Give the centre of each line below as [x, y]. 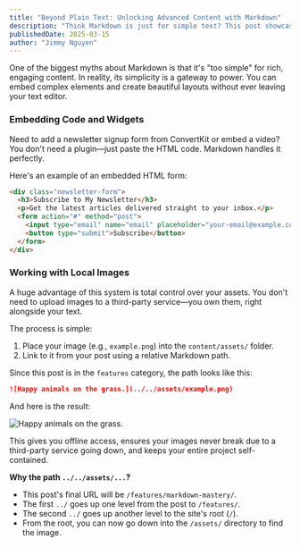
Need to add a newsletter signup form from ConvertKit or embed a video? [145, 139]
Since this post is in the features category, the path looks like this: [131, 373]
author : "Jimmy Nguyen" [54, 42]
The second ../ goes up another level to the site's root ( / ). [130, 513]
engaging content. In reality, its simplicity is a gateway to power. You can [143, 78]
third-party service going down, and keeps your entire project [123, 450]
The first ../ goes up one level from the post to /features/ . [131, 504]
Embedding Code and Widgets [77, 120]
